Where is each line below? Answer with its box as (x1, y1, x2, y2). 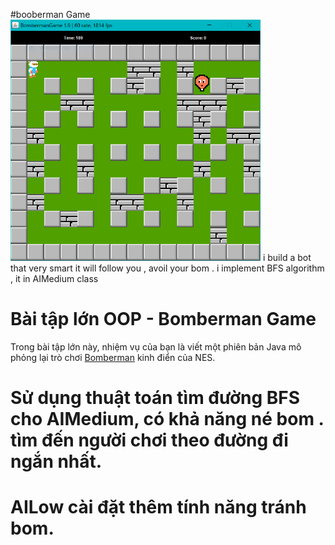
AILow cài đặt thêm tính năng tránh (10, 496, 307, 519)
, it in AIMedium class (10, 273, 99, 285)
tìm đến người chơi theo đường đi (10, 429, 289, 452)
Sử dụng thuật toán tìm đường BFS (10, 387, 301, 409)
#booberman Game (10, 9, 91, 20)
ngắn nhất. (10, 450, 103, 473)
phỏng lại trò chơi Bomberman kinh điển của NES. (10, 352, 216, 364)
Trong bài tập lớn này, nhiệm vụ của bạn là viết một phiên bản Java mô (10, 341, 302, 353)
